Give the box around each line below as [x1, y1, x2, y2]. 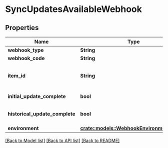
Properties [5, 23, 39, 32]
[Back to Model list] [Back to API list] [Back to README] [5, 137, 120, 143]
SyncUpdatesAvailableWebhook [5, 3, 142, 15]
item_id [7, 72, 26, 79]
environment [7, 125, 39, 131]
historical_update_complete [7, 110, 76, 117]
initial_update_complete [7, 93, 66, 99]
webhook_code [7, 55, 45, 61]
